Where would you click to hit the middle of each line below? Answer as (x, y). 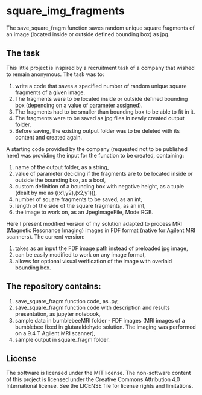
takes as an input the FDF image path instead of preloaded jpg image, (101, 248)
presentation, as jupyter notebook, (58, 314)
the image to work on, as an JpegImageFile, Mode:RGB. (84, 212)
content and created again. (49, 137)
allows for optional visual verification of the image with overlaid (93, 261)
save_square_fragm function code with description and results (92, 307)
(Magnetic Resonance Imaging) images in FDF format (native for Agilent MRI (101, 230)
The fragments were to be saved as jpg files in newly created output (100, 118)
